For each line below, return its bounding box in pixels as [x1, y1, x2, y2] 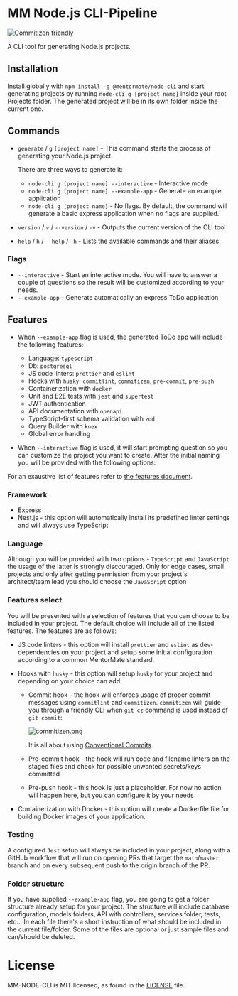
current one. [7, 104, 44, 113]
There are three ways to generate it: [17, 165, 123, 173]
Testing [7, 830, 34, 840]
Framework [7, 489, 48, 499]
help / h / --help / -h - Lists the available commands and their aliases [17, 237, 220, 245]
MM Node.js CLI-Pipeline [7, 5, 158, 21]
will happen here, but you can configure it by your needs [28, 791, 194, 799]
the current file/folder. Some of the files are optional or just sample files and [7, 925, 229, 933]
